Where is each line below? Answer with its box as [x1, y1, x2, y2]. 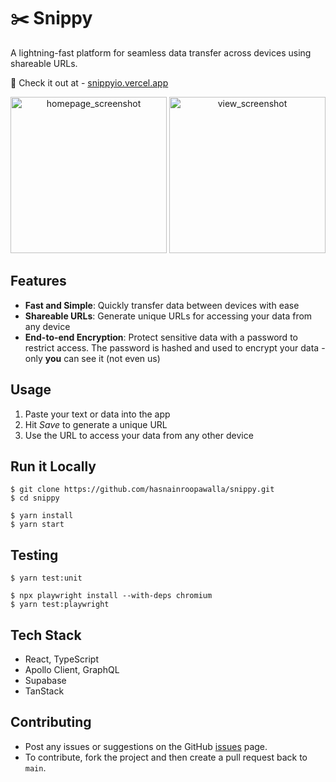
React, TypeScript [24, 653, 100, 665]
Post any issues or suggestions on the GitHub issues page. [24, 740, 268, 752]
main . [24, 761, 47, 774]
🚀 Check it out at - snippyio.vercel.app [10, 76, 169, 89]
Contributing [10, 714, 92, 731]
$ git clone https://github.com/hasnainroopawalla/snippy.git [10, 485, 275, 495]
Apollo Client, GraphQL [24, 664, 120, 675]
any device [24, 320, 71, 332]
